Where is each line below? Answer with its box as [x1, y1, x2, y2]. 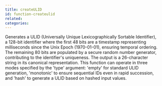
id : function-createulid [5, 12, 55, 17]
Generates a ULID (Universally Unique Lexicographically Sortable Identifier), [5, 34, 157, 40]
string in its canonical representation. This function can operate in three [5, 60, 148, 66]
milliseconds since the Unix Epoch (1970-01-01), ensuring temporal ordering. [5, 44, 158, 50]
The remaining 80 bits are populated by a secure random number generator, [5, 50, 157, 55]
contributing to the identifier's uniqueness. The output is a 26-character [5, 54, 148, 61]
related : [5, 16, 23, 21]
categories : [5, 20, 29, 26]
